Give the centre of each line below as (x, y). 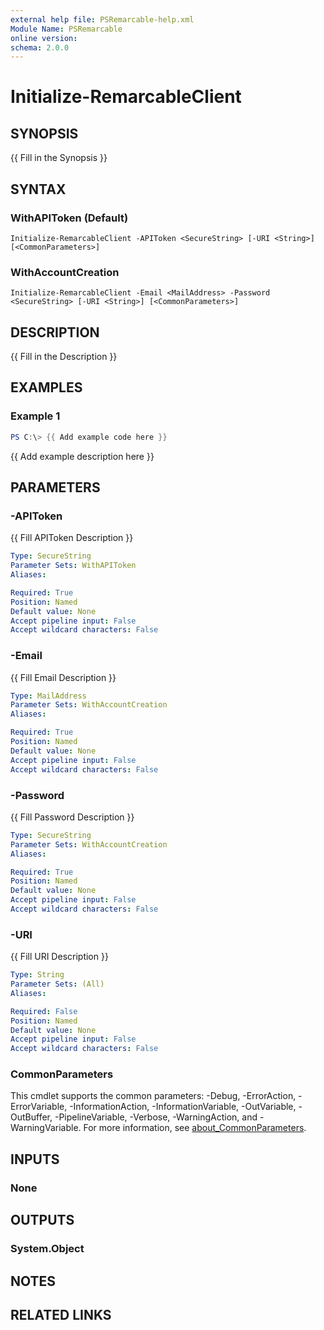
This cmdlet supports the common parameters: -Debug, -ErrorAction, (153, 1096)
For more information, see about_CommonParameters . (195, 1128)
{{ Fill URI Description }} (59, 957)
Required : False (44, 1011)
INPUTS (35, 1159)
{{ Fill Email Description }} (63, 677)
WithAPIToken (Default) (69, 218)
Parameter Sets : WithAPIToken (73, 566)
